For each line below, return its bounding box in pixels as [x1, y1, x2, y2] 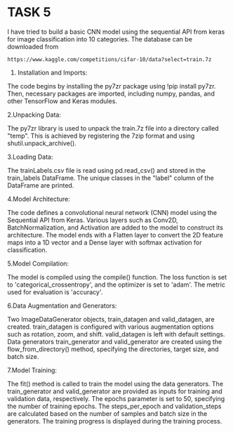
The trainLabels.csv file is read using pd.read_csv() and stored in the [7, 166, 206, 174]
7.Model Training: [7, 366, 58, 374]
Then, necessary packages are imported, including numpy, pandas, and [7, 89, 215, 98]
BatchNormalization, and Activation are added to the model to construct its [7, 223, 223, 232]
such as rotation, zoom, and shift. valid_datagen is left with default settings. [7, 329, 225, 338]
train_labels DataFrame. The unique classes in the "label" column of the [7, 174, 214, 182]
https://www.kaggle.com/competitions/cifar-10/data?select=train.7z [7, 55, 212, 63]
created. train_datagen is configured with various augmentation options [7, 322, 214, 331]
